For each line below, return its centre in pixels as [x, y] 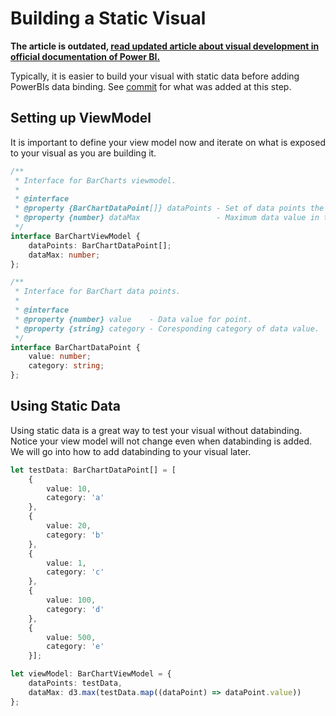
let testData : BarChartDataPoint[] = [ [93, 470]
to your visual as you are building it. [83, 153]
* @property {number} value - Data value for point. [133, 319]
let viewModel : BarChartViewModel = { [91, 674]
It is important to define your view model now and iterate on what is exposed [168, 142]
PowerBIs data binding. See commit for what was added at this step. [151, 86]
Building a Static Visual [108, 18]
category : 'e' [75, 647]
